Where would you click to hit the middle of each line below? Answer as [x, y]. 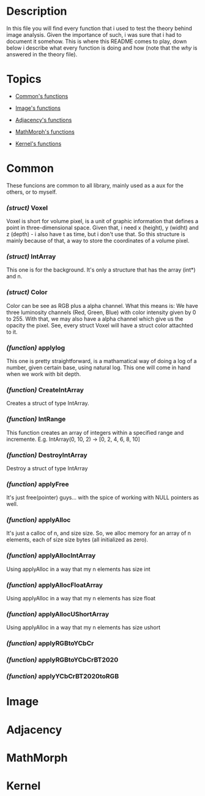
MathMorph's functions [45, 132]
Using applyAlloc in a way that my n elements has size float [81, 599]
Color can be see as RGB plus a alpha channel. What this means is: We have [102, 305]
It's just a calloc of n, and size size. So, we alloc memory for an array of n [99, 533]
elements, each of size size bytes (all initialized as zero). [77, 540]
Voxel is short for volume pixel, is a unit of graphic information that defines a [102, 221]
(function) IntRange [36, 419]
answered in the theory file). [42, 54]
